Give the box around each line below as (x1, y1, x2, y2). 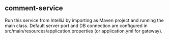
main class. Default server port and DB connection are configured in (5, 22, 148, 28)
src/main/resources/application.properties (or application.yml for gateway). (5, 27, 163, 34)
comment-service (5, 4, 63, 12)
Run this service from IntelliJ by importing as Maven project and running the (5, 17, 164, 23)
